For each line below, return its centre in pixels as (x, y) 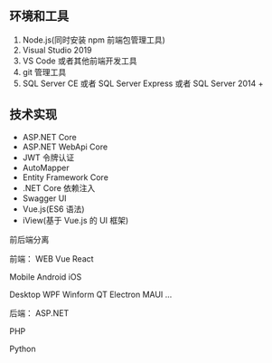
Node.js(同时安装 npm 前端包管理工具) (94, 40)
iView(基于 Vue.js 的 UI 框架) (75, 220)
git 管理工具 (44, 72)
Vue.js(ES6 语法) (53, 209)
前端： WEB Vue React (52, 258)
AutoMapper (46, 167)
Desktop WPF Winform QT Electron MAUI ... (91, 294)
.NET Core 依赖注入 (59, 187)
